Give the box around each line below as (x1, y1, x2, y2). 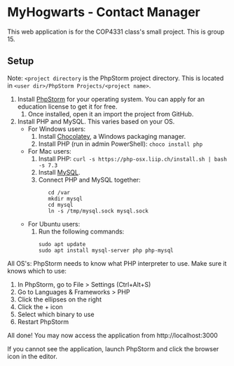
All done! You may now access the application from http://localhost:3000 (7, 331, 219, 339)
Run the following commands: (38, 227, 125, 236)
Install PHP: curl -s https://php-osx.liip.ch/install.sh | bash (38, 154, 228, 163)
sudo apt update (38, 240, 86, 248)
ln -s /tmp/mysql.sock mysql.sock (48, 208, 149, 215)
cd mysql (48, 201, 74, 208)
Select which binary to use (17, 310, 95, 318)
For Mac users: (27, 147, 71, 155)
